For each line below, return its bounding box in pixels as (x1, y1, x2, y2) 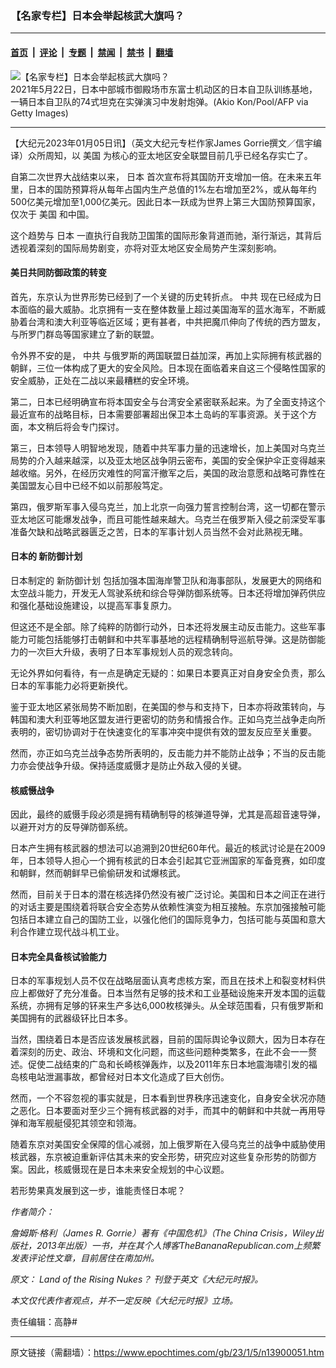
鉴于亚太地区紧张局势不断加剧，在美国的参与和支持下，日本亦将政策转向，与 (10, 700, 326, 712)
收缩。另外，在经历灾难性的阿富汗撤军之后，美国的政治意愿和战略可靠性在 (18, 467, 326, 479)
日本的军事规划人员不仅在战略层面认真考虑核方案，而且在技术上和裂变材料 (10, 975, 317, 987)
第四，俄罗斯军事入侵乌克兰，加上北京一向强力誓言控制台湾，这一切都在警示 (10, 500, 326, 512)
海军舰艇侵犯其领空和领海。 (27, 1117, 142, 1129)
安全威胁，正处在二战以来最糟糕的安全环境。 (10, 374, 195, 386)
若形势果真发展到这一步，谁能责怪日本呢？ (10, 1185, 186, 1197)
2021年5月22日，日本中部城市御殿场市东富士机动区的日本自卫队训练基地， (10, 83, 318, 95)
